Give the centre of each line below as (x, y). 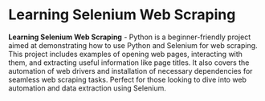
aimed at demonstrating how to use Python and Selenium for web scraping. (133, 45)
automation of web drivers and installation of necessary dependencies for (130, 71)
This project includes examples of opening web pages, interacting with (126, 54)
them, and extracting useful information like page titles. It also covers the (129, 63)
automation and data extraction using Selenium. (88, 88)
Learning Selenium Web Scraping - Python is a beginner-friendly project (130, 37)
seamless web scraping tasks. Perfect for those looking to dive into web (128, 79)
